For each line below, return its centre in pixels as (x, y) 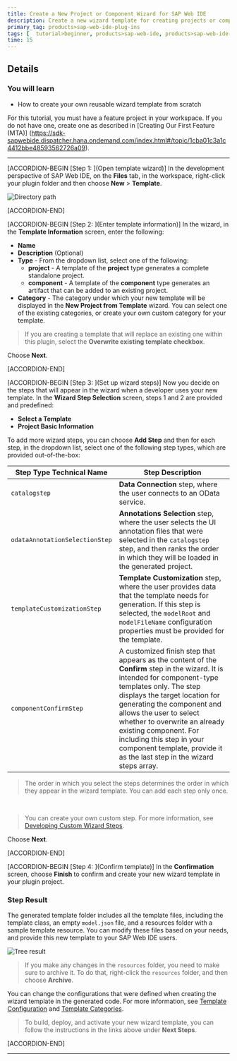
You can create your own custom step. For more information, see (119, 818)
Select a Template (44, 419)
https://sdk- (48, 133)
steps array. (139, 765)
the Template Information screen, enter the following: (86, 232)
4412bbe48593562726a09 (47, 148)
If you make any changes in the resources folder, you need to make (122, 965)
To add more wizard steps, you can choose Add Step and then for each (111, 440)
